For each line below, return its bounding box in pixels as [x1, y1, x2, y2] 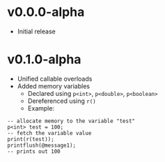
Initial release [17, 27, 56, 35]
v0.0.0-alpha [7, 4, 85, 20]
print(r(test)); [7, 136, 54, 143]
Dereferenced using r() [27, 97, 96, 105]
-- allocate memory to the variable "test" [7, 118, 136, 124]
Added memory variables [17, 81, 91, 90]
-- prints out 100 [7, 147, 61, 155]
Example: [27, 104, 54, 112]
